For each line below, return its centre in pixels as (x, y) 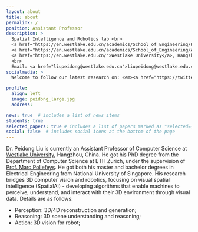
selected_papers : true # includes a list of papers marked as (84, 126)
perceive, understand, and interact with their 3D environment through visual (98, 192)
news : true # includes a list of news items (63, 115)
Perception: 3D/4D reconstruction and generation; (75, 210)
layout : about (24, 12)
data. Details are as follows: (39, 199)
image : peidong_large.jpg (43, 99)
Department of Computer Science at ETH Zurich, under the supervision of (96, 161)
